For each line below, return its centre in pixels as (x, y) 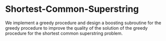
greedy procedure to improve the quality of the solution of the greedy (77, 28)
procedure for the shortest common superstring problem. (64, 33)
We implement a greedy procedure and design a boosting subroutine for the (83, 23)
